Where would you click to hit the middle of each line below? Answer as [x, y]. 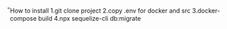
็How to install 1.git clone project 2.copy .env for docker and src [100, 11]
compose [24, 18]
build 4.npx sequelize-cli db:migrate [90, 18]
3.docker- [206, 11]
